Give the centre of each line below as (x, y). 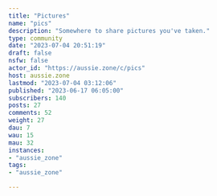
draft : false (30, 53)
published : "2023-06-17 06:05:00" (66, 90)
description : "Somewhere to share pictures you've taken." (109, 31)
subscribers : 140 (37, 98)
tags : (17, 165)
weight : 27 (27, 120)
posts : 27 (25, 105)
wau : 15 (21, 135)
